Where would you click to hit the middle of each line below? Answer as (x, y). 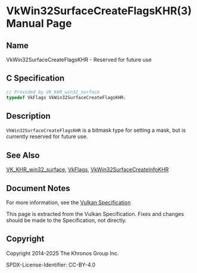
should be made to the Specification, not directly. (66, 220)
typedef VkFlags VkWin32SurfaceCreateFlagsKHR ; (66, 97)
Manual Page (39, 23)
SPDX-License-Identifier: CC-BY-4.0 (51, 265)
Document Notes (38, 188)
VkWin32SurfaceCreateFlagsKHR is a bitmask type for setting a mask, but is (96, 130)
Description (28, 116)
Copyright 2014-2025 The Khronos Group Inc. (62, 253)
